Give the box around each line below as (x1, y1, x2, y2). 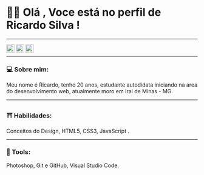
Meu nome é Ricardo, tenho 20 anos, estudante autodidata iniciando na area (6, 81, 198, 88)
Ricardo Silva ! (6, 18, 80, 32)
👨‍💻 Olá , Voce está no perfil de (6, 5, 161, 19)
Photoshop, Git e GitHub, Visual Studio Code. (6, 162, 120, 169)
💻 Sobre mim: (6, 65, 49, 73)
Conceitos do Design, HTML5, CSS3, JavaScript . (6, 127, 129, 134)
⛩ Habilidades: (6, 111, 52, 120)
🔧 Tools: (6, 148, 31, 156)
